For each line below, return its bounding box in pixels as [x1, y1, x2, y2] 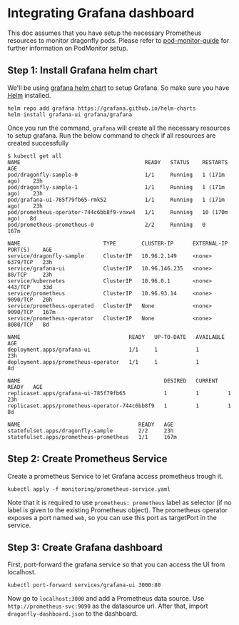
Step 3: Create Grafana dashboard [7, 541, 163, 554]
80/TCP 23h [7, 271, 53, 278]
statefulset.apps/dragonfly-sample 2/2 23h [7, 427, 174, 435]
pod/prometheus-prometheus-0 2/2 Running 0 [7, 221, 205, 228]
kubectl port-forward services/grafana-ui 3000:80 [7, 581, 161, 589]
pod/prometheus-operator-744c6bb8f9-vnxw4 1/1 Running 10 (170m [7, 208, 228, 215]
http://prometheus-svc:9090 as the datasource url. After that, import [7, 601, 208, 611]
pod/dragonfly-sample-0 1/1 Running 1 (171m [7, 171, 225, 178]
